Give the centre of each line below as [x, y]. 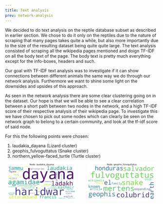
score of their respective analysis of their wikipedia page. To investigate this [81, 111]
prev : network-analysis [29, 15]
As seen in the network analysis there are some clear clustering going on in [81, 96]
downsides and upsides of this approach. [46, 86]
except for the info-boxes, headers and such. [50, 61]
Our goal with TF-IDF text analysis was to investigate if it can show [72, 70]
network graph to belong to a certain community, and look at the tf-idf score [81, 122]
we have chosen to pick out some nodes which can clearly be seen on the [79, 116]
